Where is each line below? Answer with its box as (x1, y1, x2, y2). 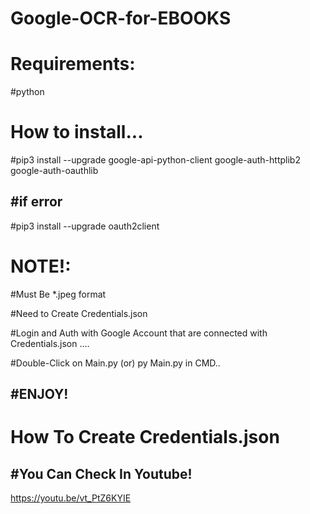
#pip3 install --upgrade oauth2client (10, 220, 160, 232)
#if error (10, 193, 63, 211)
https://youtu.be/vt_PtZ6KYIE (10, 492, 132, 504)
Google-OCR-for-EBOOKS (10, 7, 232, 30)
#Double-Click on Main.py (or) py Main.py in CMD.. (10, 357, 221, 369)
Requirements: (10, 53, 136, 76)
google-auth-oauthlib (10, 165, 99, 177)
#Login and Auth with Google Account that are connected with (10, 327, 268, 339)
